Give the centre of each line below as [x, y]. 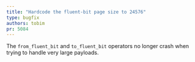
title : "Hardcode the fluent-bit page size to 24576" [76, 12]
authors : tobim [26, 23]
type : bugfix [23, 18]
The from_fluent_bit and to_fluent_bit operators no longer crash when [98, 46]
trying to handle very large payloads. [53, 53]
